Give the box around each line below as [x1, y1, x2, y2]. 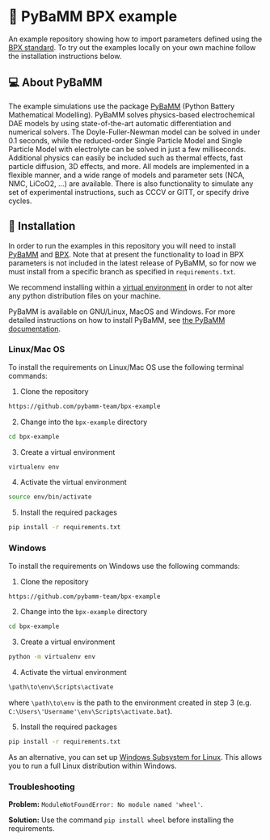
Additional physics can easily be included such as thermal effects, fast [8, 153, 243, 163]
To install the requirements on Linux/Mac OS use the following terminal [8, 362, 244, 371]
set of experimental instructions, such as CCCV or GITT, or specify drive [8, 187, 250, 197]
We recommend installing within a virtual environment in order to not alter [8, 282, 253, 292]
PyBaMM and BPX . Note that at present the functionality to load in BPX [8, 249, 244, 259]
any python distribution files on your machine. [8, 291, 162, 300]
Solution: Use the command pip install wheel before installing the [8, 815, 234, 825]
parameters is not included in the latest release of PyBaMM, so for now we [8, 258, 257, 268]
